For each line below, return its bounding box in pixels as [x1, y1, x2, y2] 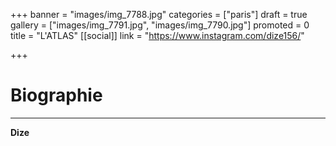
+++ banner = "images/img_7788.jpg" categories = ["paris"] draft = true [10, 9, 308, 20]
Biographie [10, 84, 103, 107]
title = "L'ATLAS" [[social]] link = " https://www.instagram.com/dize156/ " [10, 30, 305, 41]
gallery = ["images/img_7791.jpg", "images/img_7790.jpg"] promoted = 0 [10, 19, 310, 31]
